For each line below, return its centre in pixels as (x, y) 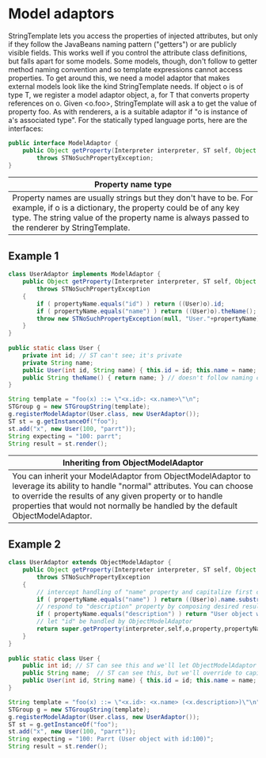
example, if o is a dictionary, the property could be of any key (126, 208)
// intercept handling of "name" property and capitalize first (145, 592)
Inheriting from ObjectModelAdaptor (133, 463)
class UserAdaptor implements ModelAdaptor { (84, 275)
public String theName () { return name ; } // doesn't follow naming (138, 378)
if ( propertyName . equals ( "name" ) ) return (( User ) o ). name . (138, 599)
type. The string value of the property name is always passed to (131, 217)
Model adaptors (61, 14)
